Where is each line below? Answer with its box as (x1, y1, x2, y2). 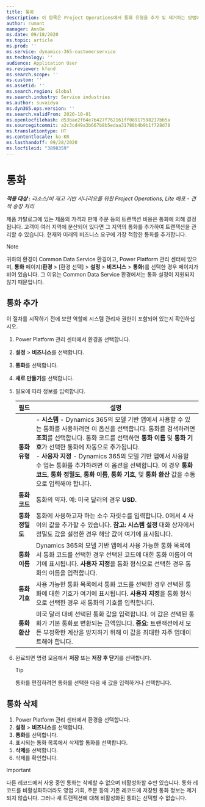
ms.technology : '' (6, 54, 53, 60)
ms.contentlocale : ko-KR (6, 134, 70, 140)
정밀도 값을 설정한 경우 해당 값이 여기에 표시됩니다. (35, 530, 173, 538)
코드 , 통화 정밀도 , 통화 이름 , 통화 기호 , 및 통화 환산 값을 (35, 471, 183, 479)
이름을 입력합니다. (48, 569, 98, 577)
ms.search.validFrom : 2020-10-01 (6, 111, 92, 117)
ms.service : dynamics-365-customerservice (6, 49, 116, 55)
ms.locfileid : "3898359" (6, 145, 70, 151)
